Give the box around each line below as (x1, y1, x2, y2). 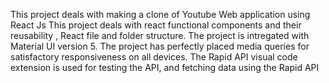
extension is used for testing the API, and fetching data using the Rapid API (10, 62, 320, 73)
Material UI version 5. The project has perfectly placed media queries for (10, 40, 310, 52)
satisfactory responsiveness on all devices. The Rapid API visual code (10, 51, 298, 63)
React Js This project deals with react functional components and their (10, 19, 302, 31)
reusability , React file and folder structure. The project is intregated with (10, 30, 310, 41)
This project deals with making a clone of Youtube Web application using (10, 9, 311, 20)
